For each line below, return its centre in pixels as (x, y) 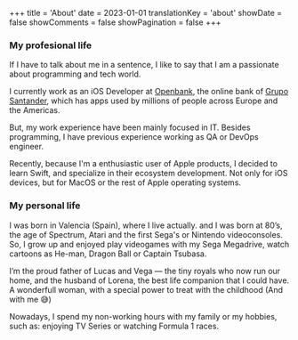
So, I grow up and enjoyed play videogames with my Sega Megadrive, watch (149, 244)
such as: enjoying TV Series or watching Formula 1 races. (114, 326)
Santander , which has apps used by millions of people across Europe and (144, 101)
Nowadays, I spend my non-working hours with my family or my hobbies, (143, 316)
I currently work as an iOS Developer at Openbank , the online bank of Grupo (149, 92)
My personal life (45, 206)
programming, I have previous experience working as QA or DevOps (134, 137)
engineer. (27, 147)
